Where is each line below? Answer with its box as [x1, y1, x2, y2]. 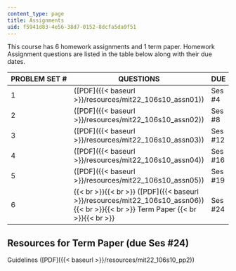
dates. [7, 58, 26, 66]
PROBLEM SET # [11, 74, 67, 84]
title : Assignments [7, 17, 65, 24]
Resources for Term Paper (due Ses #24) [7, 237, 190, 249]
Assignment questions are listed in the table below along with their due [7, 50, 213, 58]
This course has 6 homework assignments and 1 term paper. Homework [7, 43, 216, 51]
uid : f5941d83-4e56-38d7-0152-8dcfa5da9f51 [7, 23, 137, 30]
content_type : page [7, 10, 65, 18]
